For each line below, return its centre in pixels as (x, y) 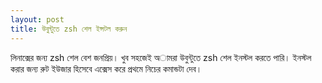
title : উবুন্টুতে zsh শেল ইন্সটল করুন (69, 29)
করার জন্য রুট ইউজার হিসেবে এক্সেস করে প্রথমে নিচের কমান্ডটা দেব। (106, 68)
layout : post (37, 19)
